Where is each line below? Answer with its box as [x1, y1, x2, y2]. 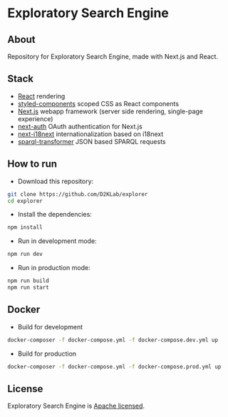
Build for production [17, 349, 77, 358]
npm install [7, 224, 43, 231]
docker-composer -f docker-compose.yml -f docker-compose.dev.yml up [7, 336, 219, 344]
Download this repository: [17, 177, 94, 185]
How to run [7, 158, 58, 170]
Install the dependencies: [17, 210, 93, 219]
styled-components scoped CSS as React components [17, 99, 180, 108]
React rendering [17, 91, 66, 101]
